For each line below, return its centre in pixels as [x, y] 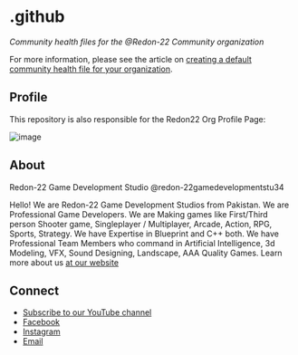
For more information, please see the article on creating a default [130, 59]
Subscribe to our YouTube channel [87, 312]
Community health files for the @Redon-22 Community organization [137, 42]
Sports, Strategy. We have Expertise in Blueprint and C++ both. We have [144, 234]
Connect [34, 290]
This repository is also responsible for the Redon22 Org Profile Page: [138, 119]
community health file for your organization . [91, 69]
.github [37, 17]
